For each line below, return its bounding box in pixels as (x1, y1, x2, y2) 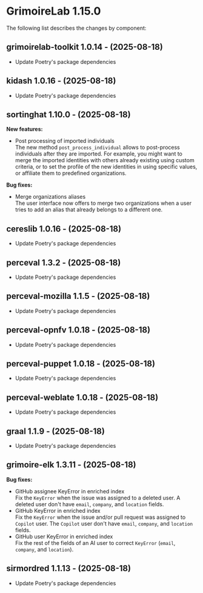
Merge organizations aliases (15, 193, 86, 201)
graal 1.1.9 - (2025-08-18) (6, 426, 105, 436)
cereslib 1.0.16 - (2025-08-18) (6, 224, 122, 234)
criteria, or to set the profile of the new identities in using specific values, (15, 163, 198, 171)
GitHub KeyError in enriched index (15, 507, 101, 514)
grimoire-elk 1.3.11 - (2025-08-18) (6, 460, 136, 470)
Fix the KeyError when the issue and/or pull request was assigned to (15, 513, 186, 521)
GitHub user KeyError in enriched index (15, 533, 113, 540)
